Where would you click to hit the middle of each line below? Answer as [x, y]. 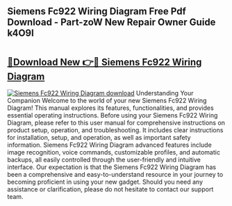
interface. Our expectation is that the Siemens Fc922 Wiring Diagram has [112, 167]
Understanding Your [165, 93]
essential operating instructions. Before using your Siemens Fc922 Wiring [113, 115]
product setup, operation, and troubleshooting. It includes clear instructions [115, 130]
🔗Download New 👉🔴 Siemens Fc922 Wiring [105, 62]
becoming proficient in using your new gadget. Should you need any [105, 182]
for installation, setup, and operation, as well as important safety [99, 137]
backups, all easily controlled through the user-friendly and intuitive [104, 160]
